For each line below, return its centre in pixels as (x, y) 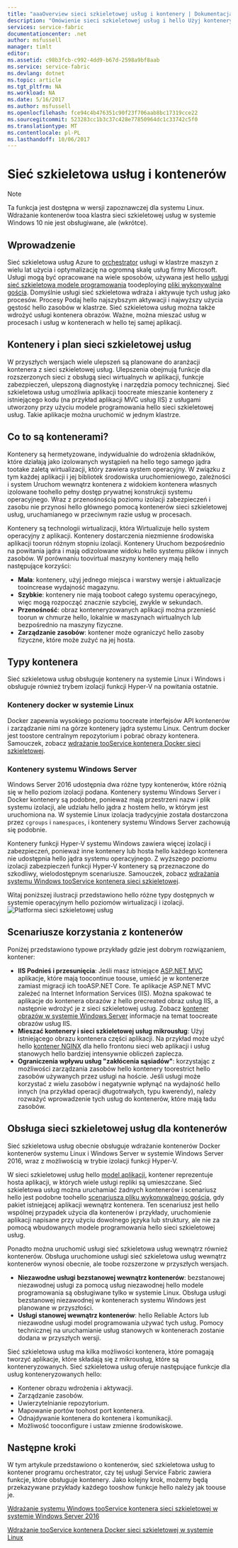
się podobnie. (27, 830)
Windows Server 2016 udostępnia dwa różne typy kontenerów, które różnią (117, 785)
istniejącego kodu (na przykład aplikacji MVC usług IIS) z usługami (104, 399)
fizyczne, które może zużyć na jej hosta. (76, 640)
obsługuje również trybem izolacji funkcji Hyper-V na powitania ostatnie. (113, 687)
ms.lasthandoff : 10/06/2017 (49, 139)
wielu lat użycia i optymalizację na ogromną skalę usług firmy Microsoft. (112, 270)
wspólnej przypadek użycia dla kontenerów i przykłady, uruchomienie (109, 1212)
